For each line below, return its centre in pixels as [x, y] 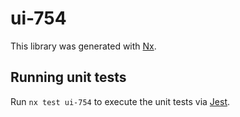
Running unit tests [68, 77]
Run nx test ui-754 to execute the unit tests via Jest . [120, 101]
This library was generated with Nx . [83, 46]
